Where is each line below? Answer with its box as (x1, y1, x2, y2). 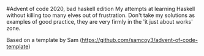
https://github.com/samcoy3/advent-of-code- (81, 37, 198, 43)
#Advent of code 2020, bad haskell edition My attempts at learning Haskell (6, 5, 195, 12)
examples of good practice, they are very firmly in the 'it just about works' (6, 18, 193, 25)
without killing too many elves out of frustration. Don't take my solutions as (6, 12, 195, 19)
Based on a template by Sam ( (6, 37, 82, 43)
